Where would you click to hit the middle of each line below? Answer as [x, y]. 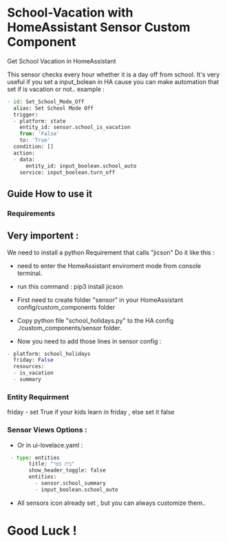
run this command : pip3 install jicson [70, 286]
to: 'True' [35, 140]
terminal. [30, 273]
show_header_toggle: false [67, 470]
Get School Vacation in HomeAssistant [62, 61]
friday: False [33, 360]
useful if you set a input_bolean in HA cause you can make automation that [113, 81]
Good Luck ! [42, 531]
